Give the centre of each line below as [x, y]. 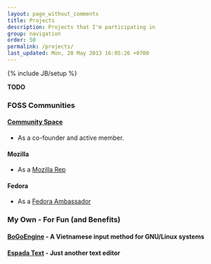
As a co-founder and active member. [71, 138]
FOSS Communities [41, 105]
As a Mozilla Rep [41, 169]
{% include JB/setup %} [42, 73]
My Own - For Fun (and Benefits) [64, 220]
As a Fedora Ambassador [54, 201]
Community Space [35, 122]
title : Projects [31, 20]
